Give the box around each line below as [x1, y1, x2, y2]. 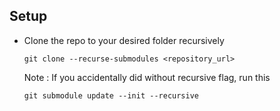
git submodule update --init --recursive [23, 90, 199, 101]
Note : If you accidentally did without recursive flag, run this [23, 71, 271, 83]
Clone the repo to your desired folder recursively [23, 34, 225, 46]
